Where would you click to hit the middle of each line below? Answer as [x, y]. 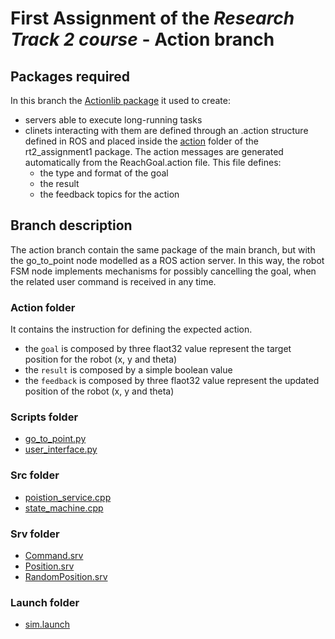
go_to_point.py [55, 439]
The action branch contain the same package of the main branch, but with [163, 249]
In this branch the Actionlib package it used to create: [120, 100]
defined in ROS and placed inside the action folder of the [141, 141]
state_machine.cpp [64, 508]
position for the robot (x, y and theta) [101, 359]
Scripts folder [44, 417]
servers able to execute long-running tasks [113, 120]
